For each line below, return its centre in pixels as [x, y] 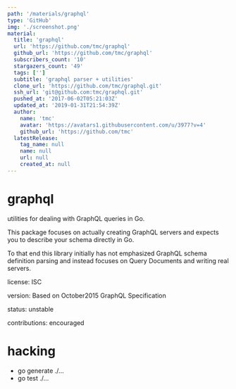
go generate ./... [41, 371]
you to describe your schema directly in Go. [71, 239]
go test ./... [33, 378]
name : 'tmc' [37, 118]
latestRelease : [36, 138]
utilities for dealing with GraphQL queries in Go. [76, 218]
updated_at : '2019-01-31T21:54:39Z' [67, 106]
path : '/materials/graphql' [49, 14]
